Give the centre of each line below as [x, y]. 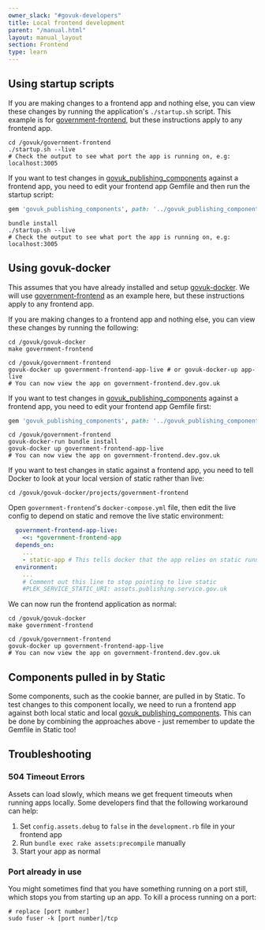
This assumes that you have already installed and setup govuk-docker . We [129, 287]
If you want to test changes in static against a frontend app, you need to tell [131, 471]
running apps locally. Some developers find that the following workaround [128, 802]
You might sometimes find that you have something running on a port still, [128, 889]
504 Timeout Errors [47, 777]
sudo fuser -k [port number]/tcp [63, 919]
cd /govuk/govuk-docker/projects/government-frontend [99, 493]
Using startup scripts [61, 84]
